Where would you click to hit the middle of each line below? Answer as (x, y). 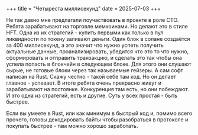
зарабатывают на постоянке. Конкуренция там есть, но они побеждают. (98, 89)
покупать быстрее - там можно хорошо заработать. (72, 126)
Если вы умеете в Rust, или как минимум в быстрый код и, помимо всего (99, 113)
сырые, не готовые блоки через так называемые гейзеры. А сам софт (95, 70)
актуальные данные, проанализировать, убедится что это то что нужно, (98, 52)
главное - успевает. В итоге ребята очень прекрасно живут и (84, 83)
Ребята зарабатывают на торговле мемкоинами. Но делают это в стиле (97, 26)
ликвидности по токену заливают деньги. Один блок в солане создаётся (98, 39)
